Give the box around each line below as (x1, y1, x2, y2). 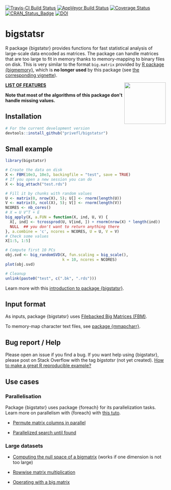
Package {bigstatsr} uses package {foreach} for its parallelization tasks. (5, 404, 156, 410)
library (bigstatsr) (5, 158, 47, 164)
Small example (5, 145, 53, 153)
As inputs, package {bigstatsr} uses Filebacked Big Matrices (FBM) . (5, 313, 148, 319)
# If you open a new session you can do (5, 177, 93, 182)
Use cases (5, 377, 39, 386)
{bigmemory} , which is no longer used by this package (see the (5, 66, 139, 73)
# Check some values (5, 234, 49, 239)
